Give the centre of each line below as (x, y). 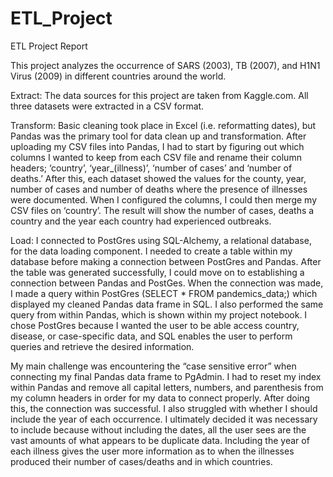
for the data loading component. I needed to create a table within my (151, 251)
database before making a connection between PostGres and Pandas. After (166, 261)
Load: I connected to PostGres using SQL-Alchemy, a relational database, (161, 240)
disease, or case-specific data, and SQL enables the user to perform (151, 336)
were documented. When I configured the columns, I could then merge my (164, 199)
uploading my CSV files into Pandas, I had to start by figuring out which (157, 146)
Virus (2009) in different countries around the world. (118, 76)
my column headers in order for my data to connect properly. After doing (160, 398)
